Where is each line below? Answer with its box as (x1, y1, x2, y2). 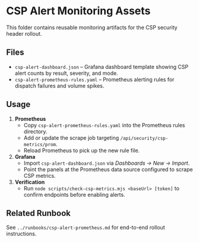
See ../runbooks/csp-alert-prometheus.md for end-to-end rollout (6, 224, 165, 231)
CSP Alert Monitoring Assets (6, 4, 151, 18)
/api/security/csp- (120, 135, 169, 141)
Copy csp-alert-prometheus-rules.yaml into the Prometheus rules (23, 121, 185, 128)
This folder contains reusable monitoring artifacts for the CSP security (6, 24, 178, 31)
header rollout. (6, 30, 42, 37)
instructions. (6, 230, 37, 237)
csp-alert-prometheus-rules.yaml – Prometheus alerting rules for (14, 76, 175, 83)
